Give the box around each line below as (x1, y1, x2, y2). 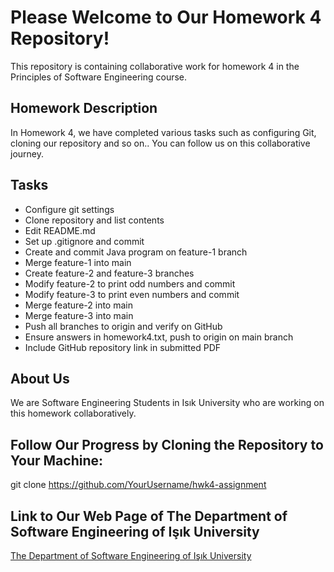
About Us (10, 370, 70, 387)
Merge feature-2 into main (24, 299, 133, 311)
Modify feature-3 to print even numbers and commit (24, 288, 240, 300)
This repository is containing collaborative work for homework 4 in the (10, 60, 300, 72)
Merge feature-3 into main (24, 309, 134, 321)
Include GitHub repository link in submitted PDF (24, 341, 222, 353)
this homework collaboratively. (10, 407, 137, 420)
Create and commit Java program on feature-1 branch (24, 246, 248, 258)
